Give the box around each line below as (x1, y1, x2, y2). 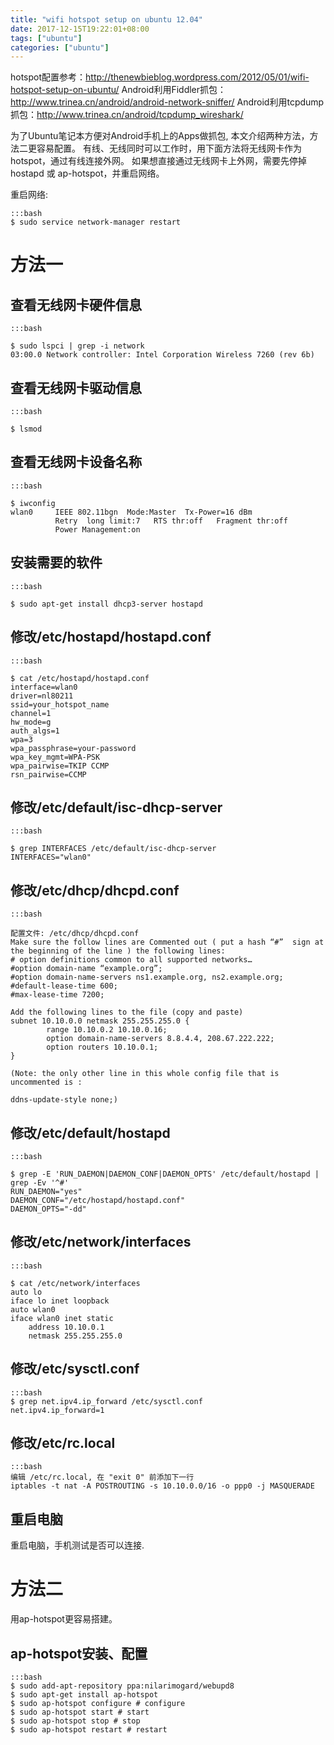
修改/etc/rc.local (10, 1434, 116, 1451)
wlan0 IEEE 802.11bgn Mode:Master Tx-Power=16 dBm (10, 507, 253, 517)
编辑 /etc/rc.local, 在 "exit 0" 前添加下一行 (10, 1472, 195, 1483)
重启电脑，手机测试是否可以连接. (10, 1539, 145, 1551)
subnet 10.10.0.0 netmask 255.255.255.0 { (10, 1016, 190, 1026)
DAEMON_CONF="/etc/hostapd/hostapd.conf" (10, 1195, 186, 1205)
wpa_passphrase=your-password (10, 743, 137, 753)
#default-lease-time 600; (10, 981, 118, 991)
